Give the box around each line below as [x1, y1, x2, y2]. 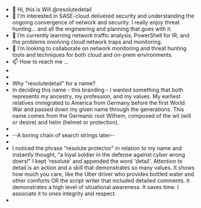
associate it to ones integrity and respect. [12, 190, 117, 197]
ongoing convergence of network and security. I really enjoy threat [12, 19, 180, 26]
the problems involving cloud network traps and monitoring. [12, 38, 163, 45]
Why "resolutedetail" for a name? [12, 80, 96, 87]
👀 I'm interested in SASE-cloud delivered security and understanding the [12, 12, 195, 20]
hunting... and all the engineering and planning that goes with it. [12, 25, 172, 32]
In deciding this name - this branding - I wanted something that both [12, 86, 184, 93]
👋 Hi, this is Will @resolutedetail [12, 6, 92, 13]
